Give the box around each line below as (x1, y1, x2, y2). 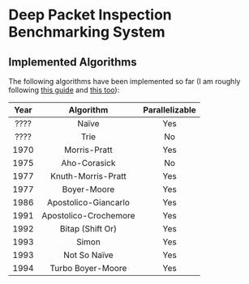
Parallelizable (143, 104, 196, 115)
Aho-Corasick (61, 158, 116, 168)
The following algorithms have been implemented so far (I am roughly (8, 77, 241, 86)
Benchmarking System (8, 23, 165, 41)
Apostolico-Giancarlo (47, 197, 130, 208)
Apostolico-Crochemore (41, 210, 135, 221)
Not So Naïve (63, 249, 114, 261)
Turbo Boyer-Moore (49, 263, 127, 273)
